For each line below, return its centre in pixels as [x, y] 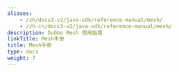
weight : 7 [22, 58]
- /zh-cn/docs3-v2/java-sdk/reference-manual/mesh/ [96, 26]
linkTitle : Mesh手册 [36, 39]
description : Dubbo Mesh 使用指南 [55, 33]
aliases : [20, 13]
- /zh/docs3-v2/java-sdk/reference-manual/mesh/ [91, 20]
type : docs [23, 52]
